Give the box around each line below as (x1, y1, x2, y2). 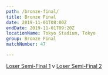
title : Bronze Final (6, 14, 57, 20)
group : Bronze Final (6, 36, 57, 42)
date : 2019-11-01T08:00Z (6, 19, 67, 25)
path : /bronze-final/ (6, 8, 59, 15)
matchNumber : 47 (6, 42, 46, 47)
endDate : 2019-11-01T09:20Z (6, 25, 75, 31)
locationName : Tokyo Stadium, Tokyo (6, 30, 96, 36)
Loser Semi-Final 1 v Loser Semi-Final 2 (6, 62, 102, 69)
